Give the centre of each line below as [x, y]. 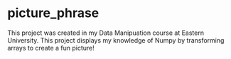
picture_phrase [53, 13]
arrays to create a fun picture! [51, 48]
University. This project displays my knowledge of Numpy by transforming [116, 40]
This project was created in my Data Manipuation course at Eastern [106, 33]
